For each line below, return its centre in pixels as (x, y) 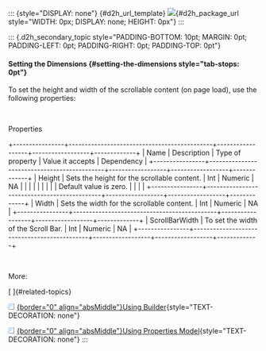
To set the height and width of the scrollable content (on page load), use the (133, 90)
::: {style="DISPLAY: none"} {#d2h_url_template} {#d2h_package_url (124, 13)
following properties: (42, 98)
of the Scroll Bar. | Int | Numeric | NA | (70, 229)
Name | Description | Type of (194, 153)
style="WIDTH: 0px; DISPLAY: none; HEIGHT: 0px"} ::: (96, 21)
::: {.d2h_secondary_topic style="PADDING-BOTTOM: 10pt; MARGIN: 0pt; (128, 37)
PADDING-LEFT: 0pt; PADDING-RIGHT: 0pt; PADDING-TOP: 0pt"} (114, 45)
